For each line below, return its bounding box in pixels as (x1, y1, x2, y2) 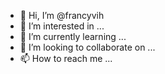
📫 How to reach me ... (19, 53, 113, 64)
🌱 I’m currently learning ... (19, 31, 127, 42)
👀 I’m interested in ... (19, 20, 105, 32)
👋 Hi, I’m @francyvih (19, 10, 105, 21)
